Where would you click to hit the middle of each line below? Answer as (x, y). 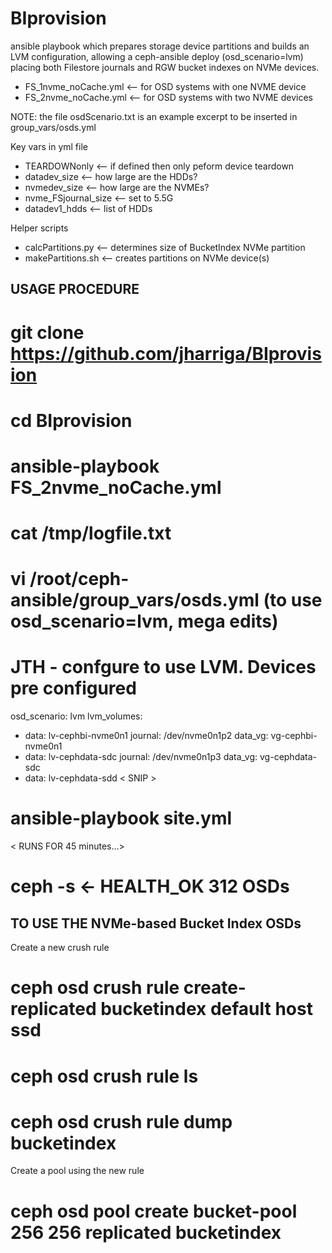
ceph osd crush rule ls (104, 1076)
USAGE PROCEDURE (75, 289)
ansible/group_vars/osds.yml (135, 600)
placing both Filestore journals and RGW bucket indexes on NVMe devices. (165, 67)
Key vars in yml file (49, 146)
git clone (47, 332)
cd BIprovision (71, 420)
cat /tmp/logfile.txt (91, 533)
